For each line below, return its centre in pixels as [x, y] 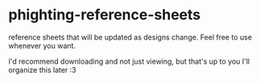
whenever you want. [42, 45]
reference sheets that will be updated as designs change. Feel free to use [130, 37]
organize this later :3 [42, 69]
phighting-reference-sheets [105, 15]
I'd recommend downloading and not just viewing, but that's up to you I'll [129, 61]
